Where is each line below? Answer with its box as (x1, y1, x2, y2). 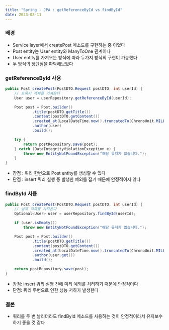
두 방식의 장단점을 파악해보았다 (12, 61, 73, 67)
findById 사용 (5, 190, 38, 197)
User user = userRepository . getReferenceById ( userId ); (14, 95, 132, 100)
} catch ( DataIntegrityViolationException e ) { (14, 146, 116, 151)
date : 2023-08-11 (5, 12, 42, 17)
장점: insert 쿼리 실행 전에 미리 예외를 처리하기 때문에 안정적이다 (12, 281, 138, 287)
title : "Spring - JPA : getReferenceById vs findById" (5, 7, 123, 13)
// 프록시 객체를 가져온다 (14, 91, 60, 96)
